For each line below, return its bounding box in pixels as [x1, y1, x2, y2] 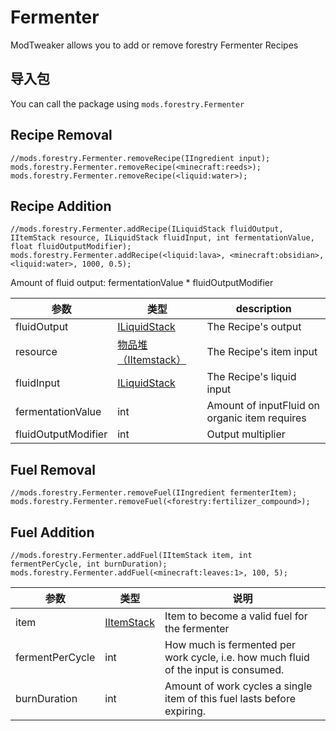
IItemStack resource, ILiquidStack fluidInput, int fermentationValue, [10, 233, 315, 243]
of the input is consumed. [164, 663, 285, 676]
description [235, 302, 292, 316]
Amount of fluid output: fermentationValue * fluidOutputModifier [10, 277, 274, 289]
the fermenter [164, 622, 230, 635]
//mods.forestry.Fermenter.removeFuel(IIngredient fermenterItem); [10, 488, 298, 498]
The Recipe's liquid [206, 370, 297, 384]
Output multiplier [206, 427, 286, 441]
